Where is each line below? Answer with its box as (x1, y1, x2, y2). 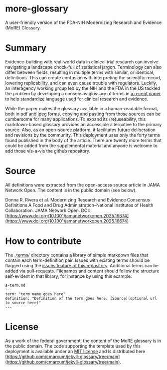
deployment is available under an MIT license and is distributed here (5, 348, 146, 354)
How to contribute (5, 235, 82, 247)
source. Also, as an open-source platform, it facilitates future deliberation (5, 127, 156, 133)
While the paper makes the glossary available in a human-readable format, (5, 105, 159, 111)
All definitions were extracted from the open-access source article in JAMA (5, 182, 161, 187)
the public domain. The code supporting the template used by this (5, 343, 141, 349)
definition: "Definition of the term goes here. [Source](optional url (5, 296, 157, 301)
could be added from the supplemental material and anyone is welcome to (5, 143, 158, 149)
